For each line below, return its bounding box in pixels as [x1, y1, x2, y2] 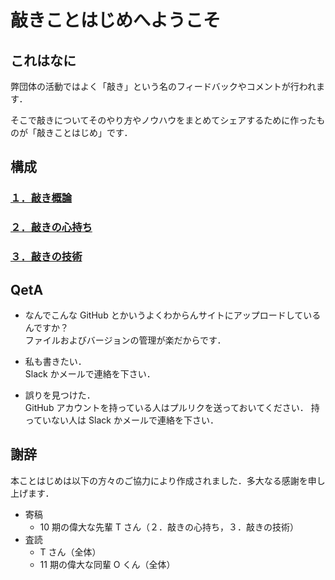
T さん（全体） [39, 546, 102, 558]
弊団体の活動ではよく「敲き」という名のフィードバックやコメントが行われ [10, 81, 317, 92]
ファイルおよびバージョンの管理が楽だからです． [24, 334, 227, 346]
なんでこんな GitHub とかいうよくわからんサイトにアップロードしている [24, 309, 322, 321]
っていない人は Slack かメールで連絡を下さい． [24, 414, 219, 426]
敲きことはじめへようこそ [10, 9, 222, 32]
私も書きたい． [24, 355, 87, 367]
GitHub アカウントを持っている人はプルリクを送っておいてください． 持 [24, 401, 320, 413]
